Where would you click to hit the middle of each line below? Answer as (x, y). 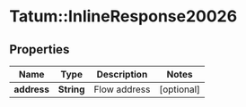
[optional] (179, 89)
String (71, 89)
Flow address (122, 89)
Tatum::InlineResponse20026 (123, 16)
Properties (40, 49)
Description (122, 74)
